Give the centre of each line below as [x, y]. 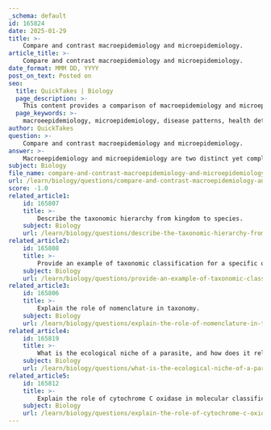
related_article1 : [39, 196]
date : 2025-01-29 [38, 31]
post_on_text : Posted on [50, 76]
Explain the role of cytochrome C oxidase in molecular [133, 399]
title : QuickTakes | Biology [65, 91]
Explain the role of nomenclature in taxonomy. [119, 308]
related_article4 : [39, 331]
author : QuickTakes [41, 128]
